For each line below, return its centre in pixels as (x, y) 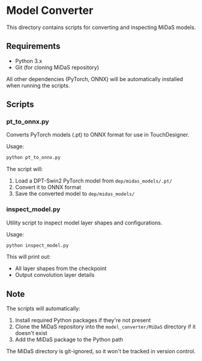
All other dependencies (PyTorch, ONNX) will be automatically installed (95, 79)
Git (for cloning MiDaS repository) (57, 67)
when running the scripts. (38, 85)
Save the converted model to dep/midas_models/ (75, 194)
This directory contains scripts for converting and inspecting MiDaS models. (101, 27)
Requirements (33, 46)
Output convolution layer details (55, 275)
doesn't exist (31, 333)
